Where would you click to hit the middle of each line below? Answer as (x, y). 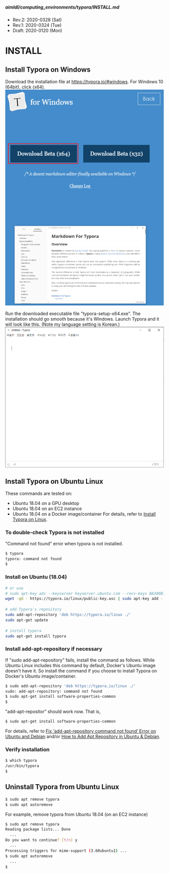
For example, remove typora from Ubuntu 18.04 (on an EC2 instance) (77, 814)
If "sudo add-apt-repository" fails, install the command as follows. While (80, 660)
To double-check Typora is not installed (55, 533)
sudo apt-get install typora (36, 636)
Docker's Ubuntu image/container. (41, 676)
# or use (14, 588)
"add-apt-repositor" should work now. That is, (53, 711)
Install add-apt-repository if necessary (54, 649)
